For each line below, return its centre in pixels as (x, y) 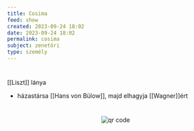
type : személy (28, 52)
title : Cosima (28, 13)
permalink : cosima (33, 39)
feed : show (23, 20)
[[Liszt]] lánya (27, 83)
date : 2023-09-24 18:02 (41, 33)
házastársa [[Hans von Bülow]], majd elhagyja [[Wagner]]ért (103, 96)
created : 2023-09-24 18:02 (46, 26)
